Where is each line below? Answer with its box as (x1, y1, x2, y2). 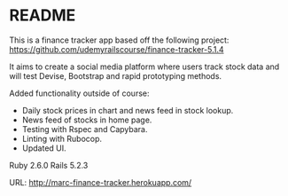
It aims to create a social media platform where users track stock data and (9, 61, 280, 72)
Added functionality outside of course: (9, 88, 150, 98)
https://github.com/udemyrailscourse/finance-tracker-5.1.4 (9, 43, 224, 54)
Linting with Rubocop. (21, 133, 103, 144)
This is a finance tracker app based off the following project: (9, 35, 230, 45)
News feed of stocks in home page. (21, 114, 152, 125)
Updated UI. (21, 143, 66, 153)
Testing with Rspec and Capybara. (21, 123, 148, 134)
